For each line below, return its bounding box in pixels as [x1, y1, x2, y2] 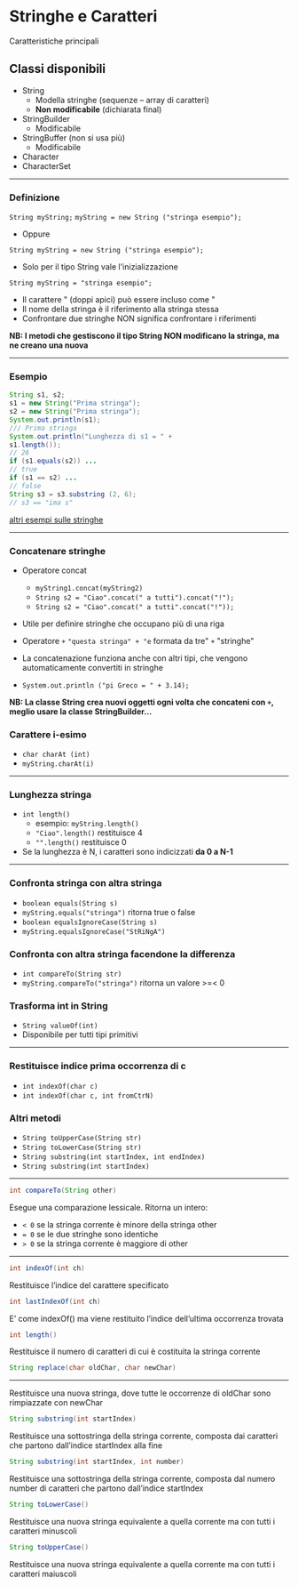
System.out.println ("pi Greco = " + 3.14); [21, 680, 190, 690]
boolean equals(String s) [21, 898, 118, 908]
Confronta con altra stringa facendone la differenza [9, 947, 236, 960]
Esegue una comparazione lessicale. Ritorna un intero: [9, 1202, 208, 1212]
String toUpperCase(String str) [21, 1133, 142, 1142]
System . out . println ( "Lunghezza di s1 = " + [9, 431, 173, 441]
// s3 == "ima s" [9, 498, 74, 507]
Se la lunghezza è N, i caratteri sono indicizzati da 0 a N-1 [21, 847, 233, 857]
